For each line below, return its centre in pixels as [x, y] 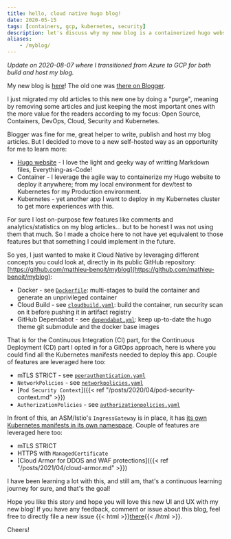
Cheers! [18, 530]
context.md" [35, 397]
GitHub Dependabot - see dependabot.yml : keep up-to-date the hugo [114, 319]
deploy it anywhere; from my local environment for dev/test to [104, 184]
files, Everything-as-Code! [55, 170]
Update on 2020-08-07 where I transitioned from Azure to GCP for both [109, 65]
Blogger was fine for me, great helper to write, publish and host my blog [109, 134]
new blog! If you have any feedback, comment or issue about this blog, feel [114, 509]
